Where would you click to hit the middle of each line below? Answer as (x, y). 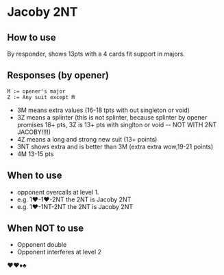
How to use (32, 37)
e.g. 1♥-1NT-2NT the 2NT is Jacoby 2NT (75, 206)
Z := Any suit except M (41, 97)
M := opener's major (37, 91)
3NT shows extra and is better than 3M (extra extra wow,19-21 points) (115, 146)
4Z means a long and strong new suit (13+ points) (87, 139)
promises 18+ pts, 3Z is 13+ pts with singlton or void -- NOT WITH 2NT (117, 124)
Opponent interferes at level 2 (59, 252)
